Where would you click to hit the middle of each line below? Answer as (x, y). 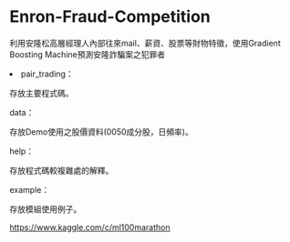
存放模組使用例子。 (46, 209)
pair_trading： (48, 74)
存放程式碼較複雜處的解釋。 (62, 170)
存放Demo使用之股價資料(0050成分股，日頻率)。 (101, 131)
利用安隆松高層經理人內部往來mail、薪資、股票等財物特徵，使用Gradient (145, 43)
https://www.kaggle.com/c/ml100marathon (90, 227)
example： (30, 189)
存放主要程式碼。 (41, 93)
